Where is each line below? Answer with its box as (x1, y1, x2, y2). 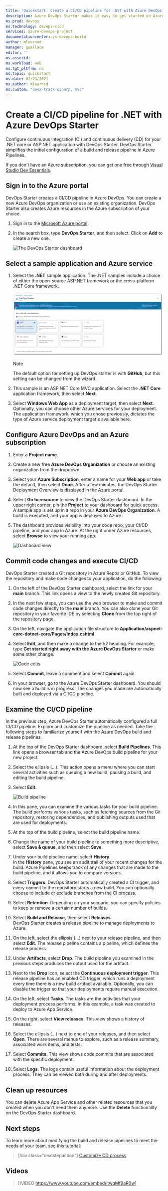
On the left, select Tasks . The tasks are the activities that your (12, 995, 141, 1002)
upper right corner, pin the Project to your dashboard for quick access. (12, 502, 159, 508)
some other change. (12, 651, 54, 657)
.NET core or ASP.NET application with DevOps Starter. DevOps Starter (5, 141, 152, 147)
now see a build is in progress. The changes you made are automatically (12, 685, 162, 691)
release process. (12, 946, 48, 952)
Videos (5, 1167, 28, 1176)
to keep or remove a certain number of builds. (12, 905, 108, 911)
